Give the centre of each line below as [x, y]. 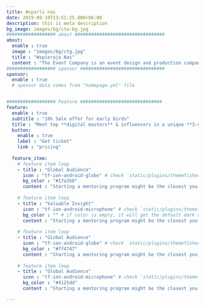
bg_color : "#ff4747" [50, 249]
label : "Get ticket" [45, 141]
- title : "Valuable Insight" [56, 203]
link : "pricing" [39, 147]
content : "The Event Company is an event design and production [97, 63]
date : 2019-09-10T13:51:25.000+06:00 [54, 18]
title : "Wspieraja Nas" [43, 57]
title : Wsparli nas [31, 12]
